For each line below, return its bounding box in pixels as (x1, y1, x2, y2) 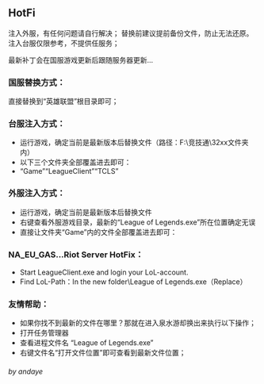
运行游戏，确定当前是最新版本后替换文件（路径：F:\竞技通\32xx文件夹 (19, 138, 249, 148)
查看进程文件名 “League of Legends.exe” (19, 338, 154, 348)
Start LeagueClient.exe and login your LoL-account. (19, 267, 189, 277)
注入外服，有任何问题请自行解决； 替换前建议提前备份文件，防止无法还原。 (8, 28, 254, 38)
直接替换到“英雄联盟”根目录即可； (8, 97, 119, 106)
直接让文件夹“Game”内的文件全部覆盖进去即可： (19, 227, 178, 236)
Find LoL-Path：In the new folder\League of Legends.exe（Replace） (19, 277, 247, 286)
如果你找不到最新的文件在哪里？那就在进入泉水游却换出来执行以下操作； (19, 318, 256, 328)
